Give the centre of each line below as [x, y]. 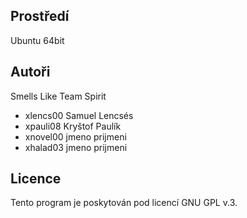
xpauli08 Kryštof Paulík [73, 126]
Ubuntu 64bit [37, 40]
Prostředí [40, 16]
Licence [36, 179]
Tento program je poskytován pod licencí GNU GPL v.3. [124, 203]
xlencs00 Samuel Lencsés [79, 115]
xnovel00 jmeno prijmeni [75, 136]
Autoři [30, 72]
